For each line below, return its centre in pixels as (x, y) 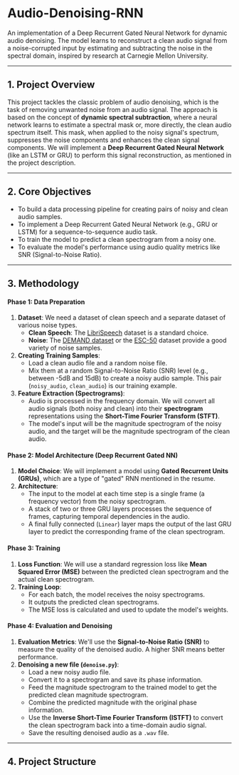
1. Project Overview (51, 85)
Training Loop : (39, 587)
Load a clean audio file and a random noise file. (98, 363)
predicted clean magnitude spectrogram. (88, 694)
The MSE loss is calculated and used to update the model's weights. (128, 609)
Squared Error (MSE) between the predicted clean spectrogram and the (123, 572)
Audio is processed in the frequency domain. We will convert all (122, 401)
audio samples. (40, 216)
